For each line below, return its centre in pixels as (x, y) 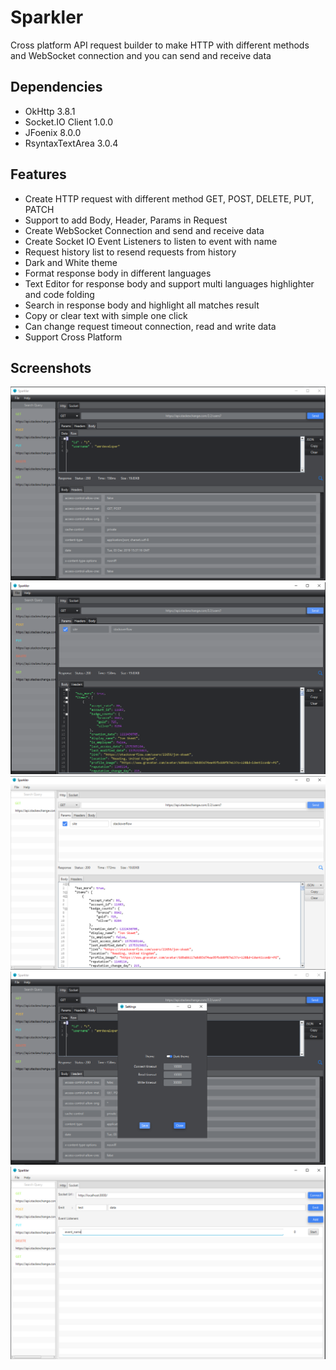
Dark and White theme (71, 262)
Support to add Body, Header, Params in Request (126, 220)
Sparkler (47, 17)
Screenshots (51, 367)
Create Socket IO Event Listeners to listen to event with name (151, 241)
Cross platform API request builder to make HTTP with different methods (160, 45)
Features (38, 174)
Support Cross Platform (73, 337)
